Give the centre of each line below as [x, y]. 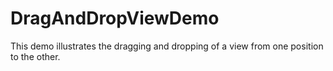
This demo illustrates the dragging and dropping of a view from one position [167, 46]
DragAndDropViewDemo [115, 18]
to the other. [35, 56]
